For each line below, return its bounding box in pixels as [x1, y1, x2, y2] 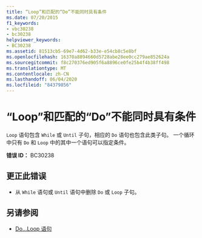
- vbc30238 [6, 25, 34, 32]
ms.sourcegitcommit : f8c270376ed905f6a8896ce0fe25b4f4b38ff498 [6, 59, 170, 65]
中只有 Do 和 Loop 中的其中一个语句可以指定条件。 [6, 139, 130, 146]
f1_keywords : [6, 20, 39, 26]
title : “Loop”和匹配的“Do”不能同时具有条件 [6, 8, 107, 15]
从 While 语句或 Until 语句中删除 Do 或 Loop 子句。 [15, 188, 140, 196]
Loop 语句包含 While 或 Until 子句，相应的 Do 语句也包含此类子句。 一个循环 [6, 131, 195, 138]
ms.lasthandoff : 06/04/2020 [6, 76, 78, 82]
